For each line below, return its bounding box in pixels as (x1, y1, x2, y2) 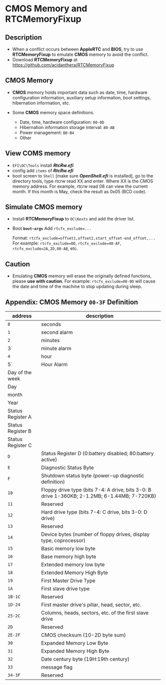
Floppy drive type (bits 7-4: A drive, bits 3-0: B (41, 486, 152, 493)
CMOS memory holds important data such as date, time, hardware (12, 89, 148, 95)
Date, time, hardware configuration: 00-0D (19, 119, 105, 125)
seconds (41, 321, 61, 328)
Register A (7, 414, 32, 421)
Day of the (7, 369, 32, 376)
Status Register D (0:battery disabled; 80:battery (41, 450, 154, 457)
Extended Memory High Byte (41, 569, 108, 576)
